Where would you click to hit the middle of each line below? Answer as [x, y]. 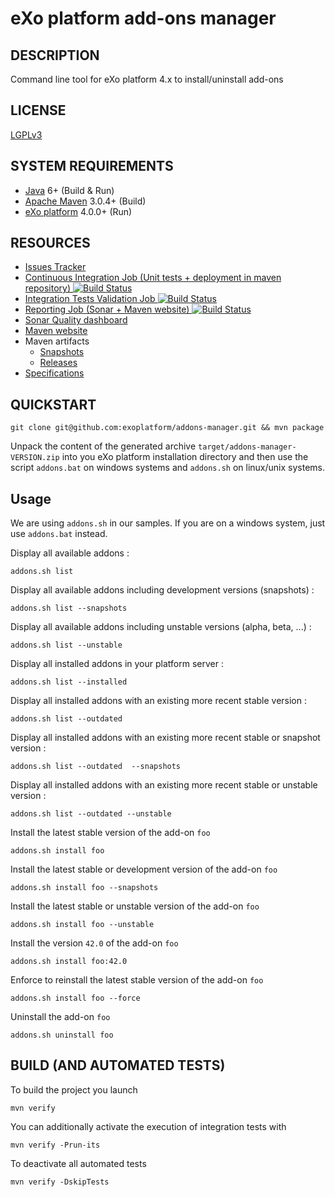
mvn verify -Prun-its [55, 1145]
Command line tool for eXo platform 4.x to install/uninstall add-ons [147, 79]
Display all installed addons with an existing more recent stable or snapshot [165, 738]
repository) [48, 288]
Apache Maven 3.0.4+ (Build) [85, 201]
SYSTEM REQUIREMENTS [92, 166]
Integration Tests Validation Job [90, 299]
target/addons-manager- [247, 447]
